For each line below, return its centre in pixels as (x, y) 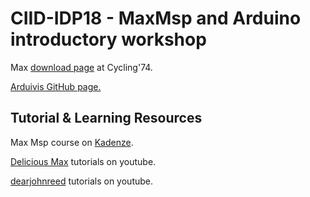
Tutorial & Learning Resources (106, 118)
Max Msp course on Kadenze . (72, 142)
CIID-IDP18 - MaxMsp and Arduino (156, 18)
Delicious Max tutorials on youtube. (83, 161)
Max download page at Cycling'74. (81, 67)
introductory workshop (108, 39)
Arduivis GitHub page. (56, 86)
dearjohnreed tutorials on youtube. (82, 181)
